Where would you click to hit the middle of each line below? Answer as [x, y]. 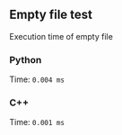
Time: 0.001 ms [37, 122]
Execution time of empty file [61, 36]
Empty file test [51, 15]
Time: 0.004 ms [37, 79]
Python [26, 59]
